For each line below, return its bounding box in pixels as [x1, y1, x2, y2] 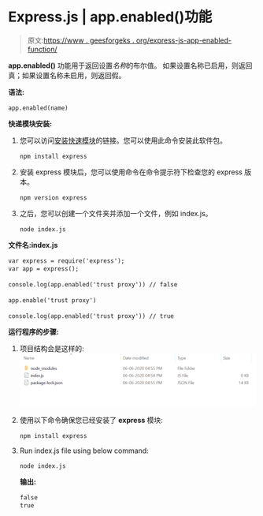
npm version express [19, 193, 87, 202]
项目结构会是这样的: [19, 343, 84, 353]
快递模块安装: [8, 118, 53, 128]
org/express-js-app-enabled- [135, 36, 232, 45]
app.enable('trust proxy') [8, 296, 97, 305]
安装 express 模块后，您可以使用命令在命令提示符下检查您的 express [19, 167, 243, 177]
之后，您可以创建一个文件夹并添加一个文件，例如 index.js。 [19, 208, 213, 218]
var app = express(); [8, 264, 80, 273]
